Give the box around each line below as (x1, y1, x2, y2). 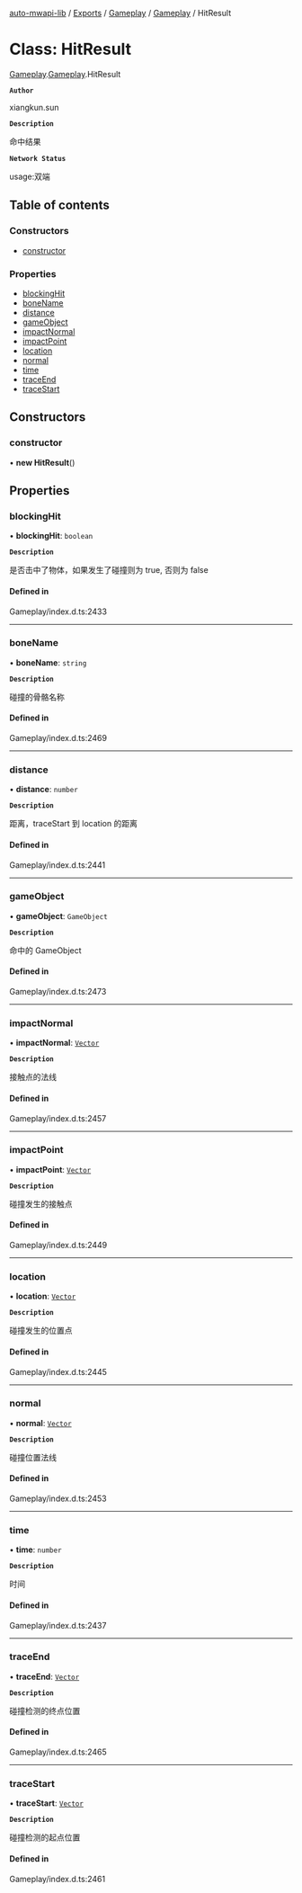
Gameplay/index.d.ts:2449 (9, 1240, 108, 1250)
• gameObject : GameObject (9, 910, 108, 921)
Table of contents (9, 198, 110, 213)
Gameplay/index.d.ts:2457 (9, 1112, 107, 1123)
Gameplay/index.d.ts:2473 (9, 987, 107, 996)
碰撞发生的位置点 (9, 1326, 73, 1336)
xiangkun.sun (9, 102, 59, 112)
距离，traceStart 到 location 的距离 (9, 818, 138, 829)
